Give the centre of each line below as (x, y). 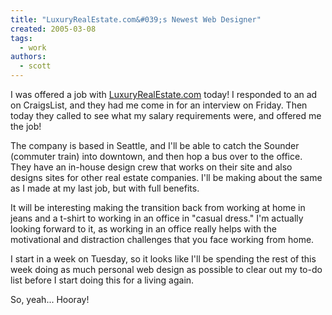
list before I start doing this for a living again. (102, 280)
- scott (35, 66)
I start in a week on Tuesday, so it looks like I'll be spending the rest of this (163, 259)
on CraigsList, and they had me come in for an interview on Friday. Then (159, 105)
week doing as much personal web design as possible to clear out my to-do (166, 269)
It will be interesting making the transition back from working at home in (158, 207)
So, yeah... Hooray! (50, 299)
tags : (21, 38)
